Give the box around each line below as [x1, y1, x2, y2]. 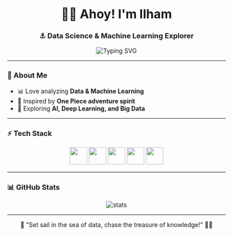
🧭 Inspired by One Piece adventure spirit [17, 96, 135, 105]
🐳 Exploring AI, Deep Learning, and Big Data [17, 104, 146, 112]
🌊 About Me [7, 71, 48, 81]
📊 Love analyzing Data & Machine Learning [17, 87, 144, 95]
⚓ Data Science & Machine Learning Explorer [39, 31, 194, 41]
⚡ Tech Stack [7, 128, 52, 138]
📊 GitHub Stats [7, 183, 60, 192]
